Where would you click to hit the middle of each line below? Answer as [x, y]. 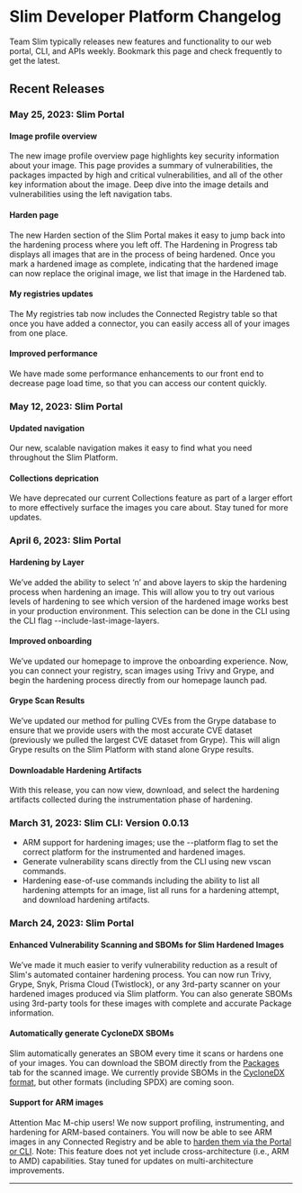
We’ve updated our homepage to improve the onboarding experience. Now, [149, 661]
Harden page [34, 215]
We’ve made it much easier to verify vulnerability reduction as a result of [144, 964]
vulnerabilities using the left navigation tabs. [91, 194]
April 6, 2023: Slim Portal [65, 540]
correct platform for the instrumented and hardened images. [133, 852]
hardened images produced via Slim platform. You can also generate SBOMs [151, 993]
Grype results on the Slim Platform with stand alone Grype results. [132, 749]
